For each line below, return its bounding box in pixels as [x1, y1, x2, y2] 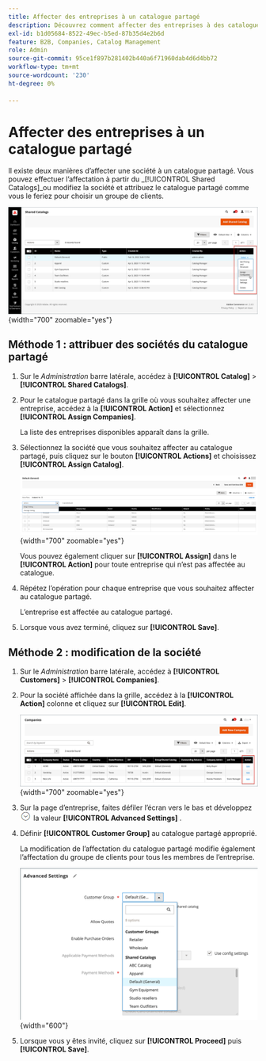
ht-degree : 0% [8, 79, 55, 87]
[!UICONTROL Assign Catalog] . [19, 460, 124, 469]
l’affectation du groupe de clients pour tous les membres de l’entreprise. [19, 852, 255, 861]
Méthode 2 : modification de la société [8, 646, 202, 659]
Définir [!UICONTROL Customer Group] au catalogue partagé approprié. [19, 828, 257, 838]
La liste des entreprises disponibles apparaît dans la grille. [19, 427, 210, 437]
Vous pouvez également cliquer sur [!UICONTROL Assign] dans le [19, 551, 237, 561]
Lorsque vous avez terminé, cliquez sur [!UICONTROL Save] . [19, 623, 219, 632]
